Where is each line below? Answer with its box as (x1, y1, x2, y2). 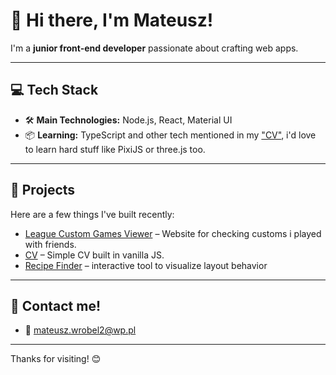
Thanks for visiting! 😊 (10, 353, 102, 365)
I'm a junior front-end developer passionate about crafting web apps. (10, 42, 299, 54)
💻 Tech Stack (10, 82, 99, 99)
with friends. (24, 238, 77, 250)
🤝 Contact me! (10, 297, 102, 314)
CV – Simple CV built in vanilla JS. (24, 249, 165, 261)
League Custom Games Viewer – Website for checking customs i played (24, 227, 322, 239)
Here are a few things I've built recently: (10, 208, 175, 220)
